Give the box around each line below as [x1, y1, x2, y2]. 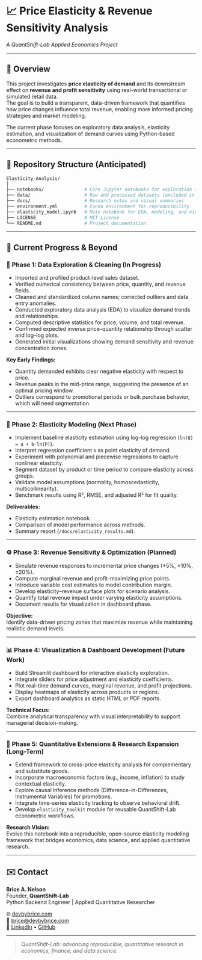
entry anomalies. [14, 300, 57, 307]
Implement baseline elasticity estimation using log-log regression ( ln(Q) [14, 434, 194, 442]
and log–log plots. [14, 331, 60, 339]
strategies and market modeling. [6, 112, 87, 119]
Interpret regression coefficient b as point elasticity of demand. [14, 447, 171, 454]
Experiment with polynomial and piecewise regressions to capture [14, 453, 179, 460]
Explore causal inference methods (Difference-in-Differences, [14, 787, 168, 794]
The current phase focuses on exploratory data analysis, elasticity [6, 123, 170, 131]
